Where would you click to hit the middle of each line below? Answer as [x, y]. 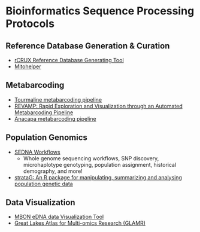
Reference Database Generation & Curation [88, 46]
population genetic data [43, 184]
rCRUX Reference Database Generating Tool [69, 60]
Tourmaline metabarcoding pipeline [58, 99]
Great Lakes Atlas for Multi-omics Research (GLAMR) [80, 223]
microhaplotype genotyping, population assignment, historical [100, 164]
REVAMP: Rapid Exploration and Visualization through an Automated [99, 106]
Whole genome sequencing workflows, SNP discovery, [91, 158]
